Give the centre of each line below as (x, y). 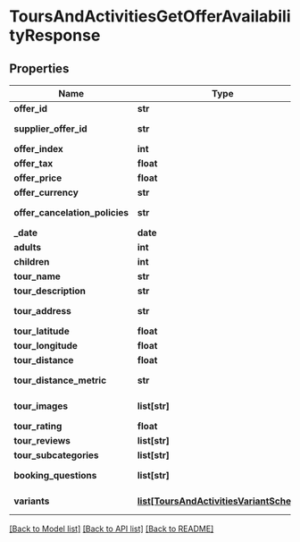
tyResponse (55, 35)
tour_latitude (42, 331)
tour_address (42, 311)
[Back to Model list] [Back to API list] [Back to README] (112, 529)
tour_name (37, 276)
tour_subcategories (57, 455)
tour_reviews (42, 440)
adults (28, 247)
